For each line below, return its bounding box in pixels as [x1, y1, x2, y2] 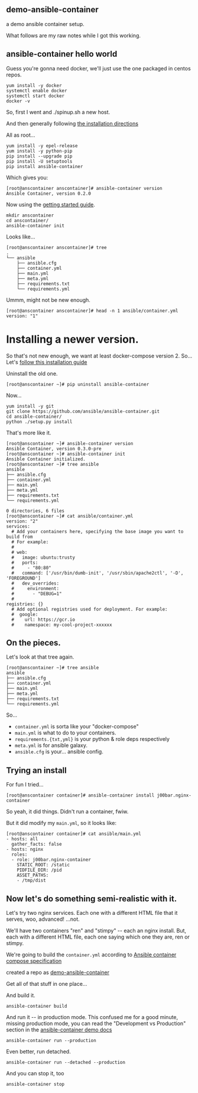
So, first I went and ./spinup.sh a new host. [6, 108, 111, 115]
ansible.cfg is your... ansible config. [14, 748, 103, 755]
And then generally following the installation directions [6, 120, 139, 127]
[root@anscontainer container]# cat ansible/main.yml [6, 831, 142, 837]
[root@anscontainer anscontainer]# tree [6, 244, 108, 250]
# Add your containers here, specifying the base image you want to [11, 528, 184, 534]
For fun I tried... [6, 781, 44, 788]
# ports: [11, 559, 38, 566]
